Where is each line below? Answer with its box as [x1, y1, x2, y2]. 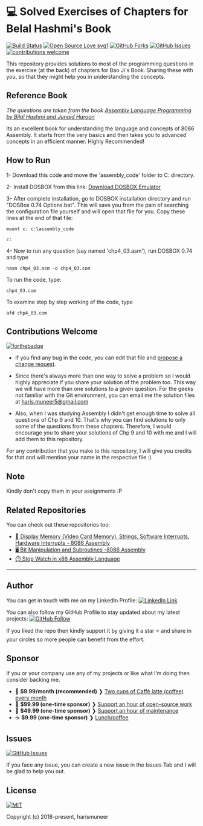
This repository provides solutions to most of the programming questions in [6, 60, 194, 67]
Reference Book [6, 90, 68, 101]
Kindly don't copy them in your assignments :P [6, 487, 123, 495]
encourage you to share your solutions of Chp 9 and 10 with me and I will [14, 429, 197, 436]
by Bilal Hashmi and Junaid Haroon [6, 113, 95, 120]
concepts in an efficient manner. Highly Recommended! [6, 138, 145, 145]
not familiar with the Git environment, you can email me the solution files [14, 391, 195, 399]
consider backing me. [6, 676, 60, 683]
